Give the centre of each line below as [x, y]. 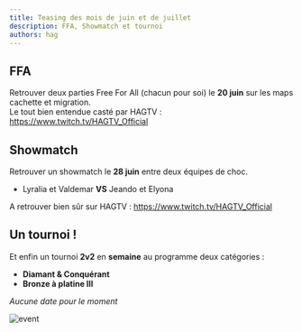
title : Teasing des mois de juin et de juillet [101, 18]
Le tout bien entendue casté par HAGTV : [86, 112]
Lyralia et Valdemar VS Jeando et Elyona [98, 189]
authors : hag [34, 34]
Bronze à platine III [58, 283]
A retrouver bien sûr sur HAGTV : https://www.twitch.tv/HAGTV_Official [141, 207]
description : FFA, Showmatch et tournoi [87, 26]
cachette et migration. [50, 102]
